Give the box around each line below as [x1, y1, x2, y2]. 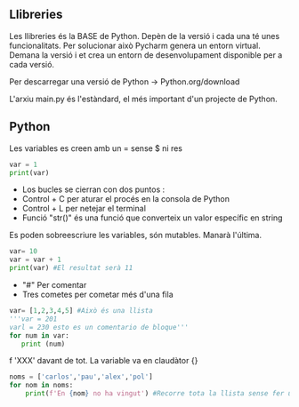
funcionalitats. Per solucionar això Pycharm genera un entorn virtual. [9, 40, 261, 51]
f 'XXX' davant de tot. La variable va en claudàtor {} [9, 355, 198, 366]
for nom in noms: [9, 381, 74, 390]
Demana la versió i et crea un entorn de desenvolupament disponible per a [9, 49, 283, 60]
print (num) [20, 339, 66, 348]
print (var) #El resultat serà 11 [9, 264, 133, 273]
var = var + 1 [9, 255, 62, 265]
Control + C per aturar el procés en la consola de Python [21, 194, 230, 204]
